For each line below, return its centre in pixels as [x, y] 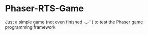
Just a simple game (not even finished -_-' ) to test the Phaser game [74, 22]
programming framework [30, 27]
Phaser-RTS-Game [44, 9]
